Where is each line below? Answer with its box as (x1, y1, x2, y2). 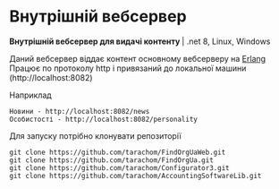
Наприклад (9, 90, 52, 100)
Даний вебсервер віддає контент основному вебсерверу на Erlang (9, 53, 266, 64)
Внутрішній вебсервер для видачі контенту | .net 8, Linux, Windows (9, 36, 271, 47)
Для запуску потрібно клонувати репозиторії (9, 130, 182, 141)
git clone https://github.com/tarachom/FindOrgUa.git (9, 155, 215, 165)
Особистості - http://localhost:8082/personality (9, 115, 199, 124)
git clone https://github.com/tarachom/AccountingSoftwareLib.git (9, 171, 262, 180)
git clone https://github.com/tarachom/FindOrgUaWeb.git (9, 148, 226, 157)
